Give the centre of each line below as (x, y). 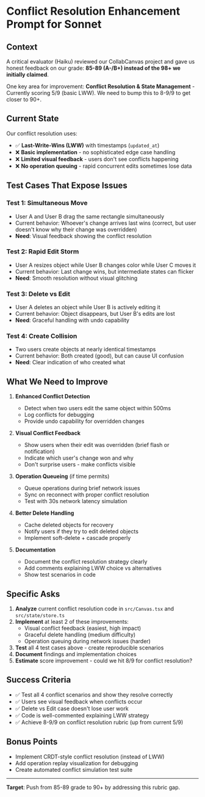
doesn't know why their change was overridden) (76, 229)
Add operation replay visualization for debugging (77, 763)
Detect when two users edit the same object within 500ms (98, 408)
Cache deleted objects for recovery (69, 525)
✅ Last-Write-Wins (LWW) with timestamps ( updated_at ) (87, 145)
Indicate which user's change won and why (79, 458)
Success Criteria (39, 680)
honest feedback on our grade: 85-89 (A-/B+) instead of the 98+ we (94, 68)
